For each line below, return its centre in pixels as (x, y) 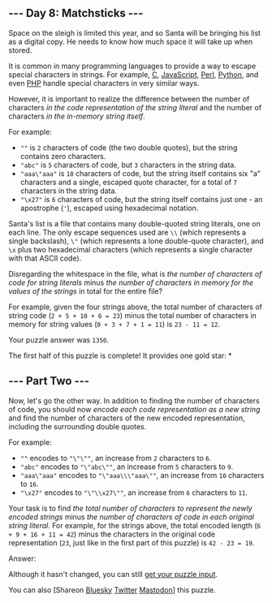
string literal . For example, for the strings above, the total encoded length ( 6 (135, 525)
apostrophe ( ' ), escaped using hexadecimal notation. (109, 208)
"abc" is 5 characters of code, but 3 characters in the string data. (128, 165)
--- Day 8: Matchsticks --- (76, 13)
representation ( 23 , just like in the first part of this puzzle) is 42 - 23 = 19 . (132, 542)
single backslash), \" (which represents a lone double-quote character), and (136, 241)
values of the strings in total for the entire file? (86, 291)
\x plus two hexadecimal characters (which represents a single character (131, 249)
